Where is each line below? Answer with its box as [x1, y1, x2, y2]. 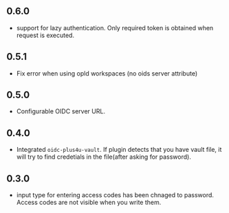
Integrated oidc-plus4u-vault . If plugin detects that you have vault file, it [16, 146, 222, 154]
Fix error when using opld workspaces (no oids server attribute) [16, 69, 197, 78]
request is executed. [16, 31, 75, 39]
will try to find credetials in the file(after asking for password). [16, 153, 192, 161]
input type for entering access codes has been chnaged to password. [16, 191, 215, 199]
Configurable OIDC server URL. [16, 107, 106, 115]
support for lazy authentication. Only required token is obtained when [16, 23, 214, 32]
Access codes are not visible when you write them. [16, 199, 162, 207]
